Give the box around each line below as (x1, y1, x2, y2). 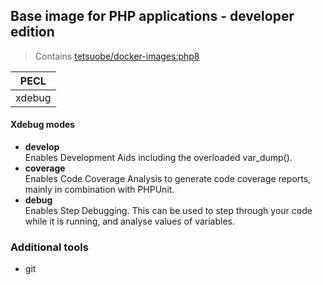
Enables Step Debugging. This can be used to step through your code (24, 205, 313, 217)
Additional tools (10, 240, 89, 254)
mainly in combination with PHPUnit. (24, 184, 175, 196)
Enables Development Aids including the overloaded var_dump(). (24, 152, 293, 164)
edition (10, 24, 55, 41)
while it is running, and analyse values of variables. (24, 215, 236, 228)
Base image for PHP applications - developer (10, 8, 295, 25)
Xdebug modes (10, 119, 76, 131)
